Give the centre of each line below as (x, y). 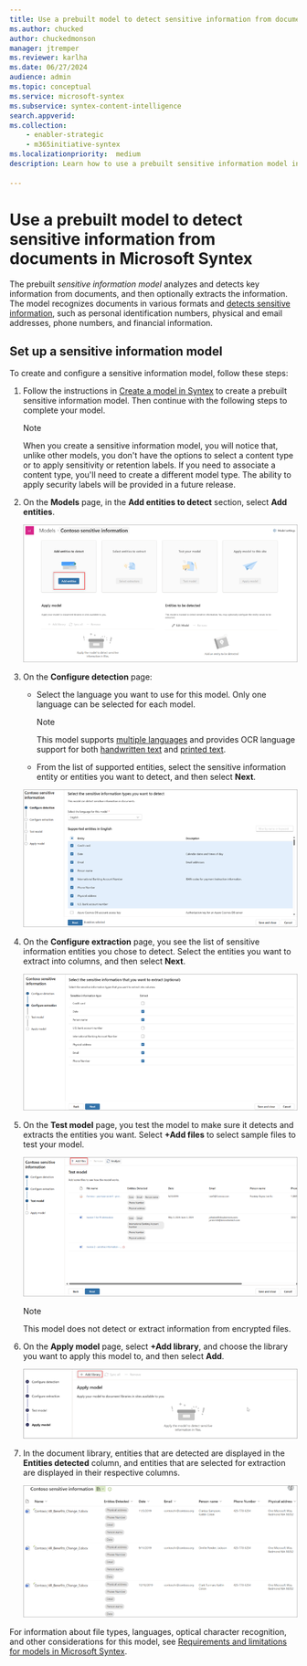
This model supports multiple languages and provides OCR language (165, 740)
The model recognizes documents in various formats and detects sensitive (150, 303)
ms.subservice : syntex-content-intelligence (95, 106)
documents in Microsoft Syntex (131, 258)
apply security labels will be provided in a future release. (129, 485)
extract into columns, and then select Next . (104, 961)
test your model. (53, 1144)
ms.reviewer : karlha (49, 58)
